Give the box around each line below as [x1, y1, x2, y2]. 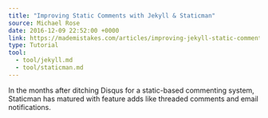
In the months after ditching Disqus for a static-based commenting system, [8, 85, 255, 95]
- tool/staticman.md [15, 64, 84, 72]
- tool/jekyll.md [15, 57, 73, 65]
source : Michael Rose [8, 19, 81, 27]
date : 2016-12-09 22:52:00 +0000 [8, 26, 120, 34]
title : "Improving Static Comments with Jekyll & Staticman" [8, 11, 216, 20]
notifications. [8, 102, 52, 112]
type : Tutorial [8, 41, 59, 49]
